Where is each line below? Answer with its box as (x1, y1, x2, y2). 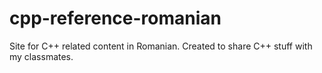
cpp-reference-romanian (9, 7, 222, 30)
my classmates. (9, 50, 74, 62)
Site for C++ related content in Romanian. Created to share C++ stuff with (9, 40, 313, 52)
